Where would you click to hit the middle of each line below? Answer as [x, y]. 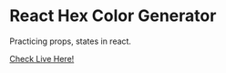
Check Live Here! [42, 58]
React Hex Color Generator [113, 16]
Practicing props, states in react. [71, 41]
